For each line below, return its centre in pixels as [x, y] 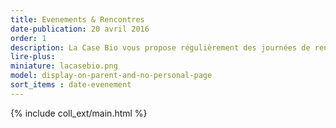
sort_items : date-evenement [71, 85]
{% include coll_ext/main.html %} [79, 113]
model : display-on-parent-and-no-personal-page [111, 76]
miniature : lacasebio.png [64, 66]
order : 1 [28, 38]
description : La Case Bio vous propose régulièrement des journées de [160, 47]
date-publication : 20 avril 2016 [80, 29]
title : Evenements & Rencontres [77, 19]
